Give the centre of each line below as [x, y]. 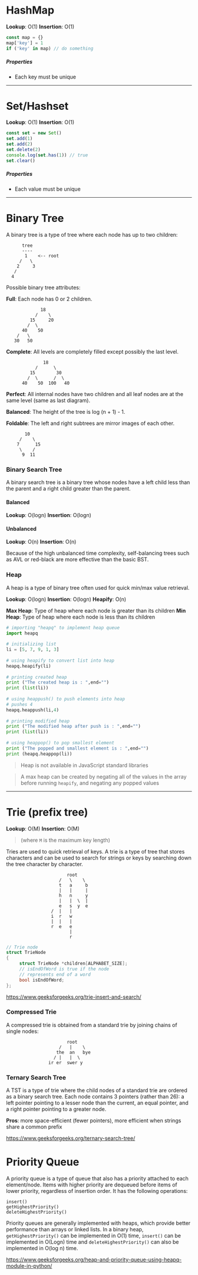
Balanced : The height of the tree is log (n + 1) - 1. [66, 411]
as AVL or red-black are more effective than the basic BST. [77, 560]
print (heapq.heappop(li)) [39, 754]
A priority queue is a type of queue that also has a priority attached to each [97, 1179]
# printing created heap [37, 677]
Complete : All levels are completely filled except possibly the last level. [92, 351]
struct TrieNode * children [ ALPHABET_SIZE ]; [73, 964]
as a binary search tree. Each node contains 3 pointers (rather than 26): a [95, 1097]
